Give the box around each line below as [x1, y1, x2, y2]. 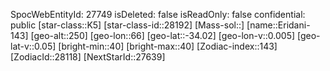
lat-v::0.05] [10, 40, 57, 52]
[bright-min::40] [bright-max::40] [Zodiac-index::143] [58, 40, 278, 52]
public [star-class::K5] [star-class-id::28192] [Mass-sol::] [10, 19, 245, 31]
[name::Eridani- [246, 19, 311, 31]
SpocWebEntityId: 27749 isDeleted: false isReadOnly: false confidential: [10, 9, 306, 20]
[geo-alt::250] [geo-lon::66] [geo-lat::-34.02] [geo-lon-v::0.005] [30, 30, 296, 41]
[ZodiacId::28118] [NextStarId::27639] [10, 51, 166, 63]
